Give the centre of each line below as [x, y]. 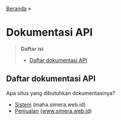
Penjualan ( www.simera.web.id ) [53, 111]
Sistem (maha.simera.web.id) [50, 104]
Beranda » [19, 9]
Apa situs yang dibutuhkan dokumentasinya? [61, 93]
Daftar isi [32, 48]
